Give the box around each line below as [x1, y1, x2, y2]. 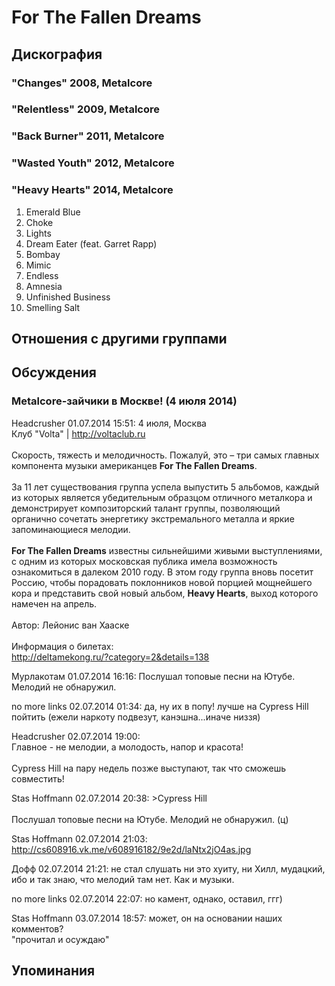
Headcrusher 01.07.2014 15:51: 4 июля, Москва [11, 417, 207, 429]
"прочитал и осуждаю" [11, 933, 110, 945]
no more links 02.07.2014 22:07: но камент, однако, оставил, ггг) [11, 892, 283, 905]
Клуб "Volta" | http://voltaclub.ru [11, 427, 146, 440]
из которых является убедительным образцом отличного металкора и [11, 491, 313, 503]
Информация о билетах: [11, 640, 114, 652]
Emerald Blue [25, 206, 81, 218]
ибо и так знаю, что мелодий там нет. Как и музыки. [11, 873, 235, 885]
